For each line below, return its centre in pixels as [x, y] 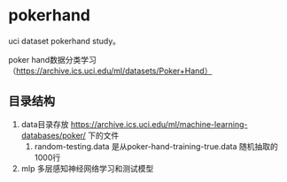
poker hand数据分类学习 [52, 59]
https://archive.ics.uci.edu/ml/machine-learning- [159, 124]
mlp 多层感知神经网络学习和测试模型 [87, 168]
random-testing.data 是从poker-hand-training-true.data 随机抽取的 [156, 146]
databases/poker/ [53, 135]
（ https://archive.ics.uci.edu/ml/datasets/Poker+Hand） [110, 71]
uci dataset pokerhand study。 [65, 41]
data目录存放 [45, 124]
